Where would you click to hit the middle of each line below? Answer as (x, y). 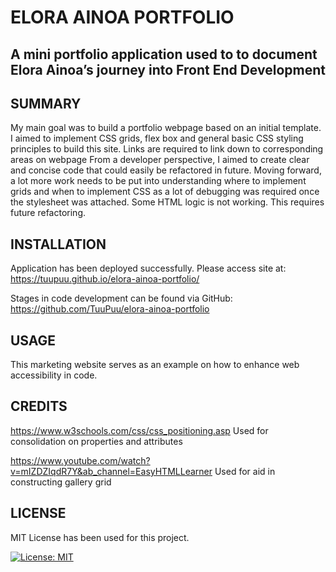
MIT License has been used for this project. (100, 537)
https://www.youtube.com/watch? (80, 460)
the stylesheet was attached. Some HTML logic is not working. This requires (167, 202)
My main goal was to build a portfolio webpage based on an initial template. (166, 128)
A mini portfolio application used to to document (164, 54)
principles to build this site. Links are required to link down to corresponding (167, 149)
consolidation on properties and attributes (96, 441)
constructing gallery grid (61, 482)
